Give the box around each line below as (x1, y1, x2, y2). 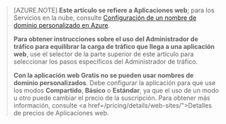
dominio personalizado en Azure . (13, 21, 111, 29)
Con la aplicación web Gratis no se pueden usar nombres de (13, 71, 194, 79)
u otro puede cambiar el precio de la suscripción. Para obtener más (13, 94, 210, 102)
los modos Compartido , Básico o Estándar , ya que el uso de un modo (13, 86, 219, 94)
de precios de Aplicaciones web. (13, 109, 109, 117)
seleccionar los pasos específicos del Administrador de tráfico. (13, 57, 198, 66)
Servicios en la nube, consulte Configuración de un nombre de (13, 13, 197, 22)
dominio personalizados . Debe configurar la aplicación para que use (13, 79, 216, 87)
